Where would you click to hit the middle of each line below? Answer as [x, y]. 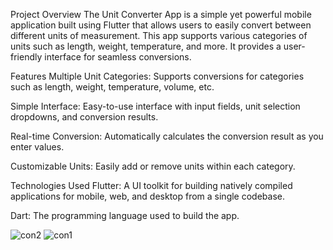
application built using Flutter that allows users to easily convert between [161, 25]
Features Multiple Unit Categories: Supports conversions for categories [157, 76]
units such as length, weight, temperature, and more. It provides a [146, 46]
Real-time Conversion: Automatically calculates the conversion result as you [167, 136]
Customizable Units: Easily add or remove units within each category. [153, 166]
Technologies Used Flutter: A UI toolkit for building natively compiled [151, 185]
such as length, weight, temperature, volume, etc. [112, 87]
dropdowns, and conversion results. [84, 117]
